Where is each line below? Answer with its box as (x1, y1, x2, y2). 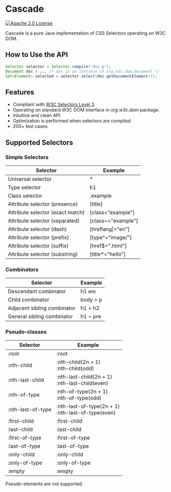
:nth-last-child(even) (56, 380, 109, 387)
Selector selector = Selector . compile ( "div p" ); (5, 64, 111, 69)
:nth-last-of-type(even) (56, 409, 116, 417)
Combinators (5, 266, 39, 273)
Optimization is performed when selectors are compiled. (12, 118, 132, 124)
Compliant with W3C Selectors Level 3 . (12, 101, 96, 108)
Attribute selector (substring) (8, 250, 78, 257)
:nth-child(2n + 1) (56, 358, 101, 366)
